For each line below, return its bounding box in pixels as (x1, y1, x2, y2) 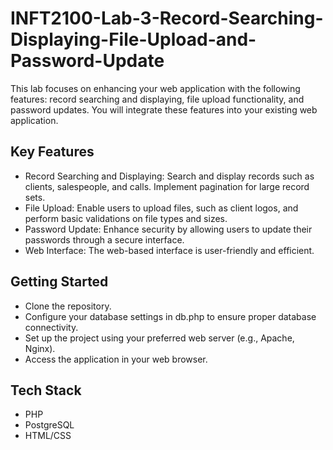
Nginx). (24, 342, 56, 354)
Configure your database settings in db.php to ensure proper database (24, 310, 317, 322)
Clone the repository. (24, 300, 112, 312)
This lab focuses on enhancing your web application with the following (10, 82, 301, 94)
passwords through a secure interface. (24, 233, 185, 246)
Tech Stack (10, 382, 82, 399)
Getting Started (10, 273, 109, 291)
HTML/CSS (24, 430, 72, 442)
